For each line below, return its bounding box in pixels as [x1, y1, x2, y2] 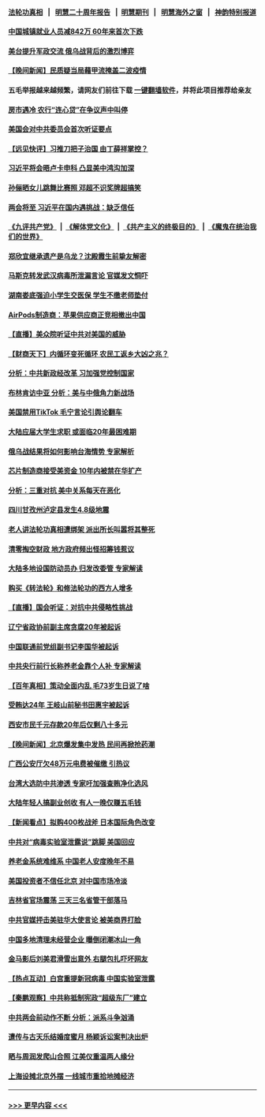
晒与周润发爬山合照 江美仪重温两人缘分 [8, 1052, 135, 1061]
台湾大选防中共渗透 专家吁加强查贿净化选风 [8, 778, 148, 788]
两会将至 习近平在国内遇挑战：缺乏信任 [8, 202, 135, 212]
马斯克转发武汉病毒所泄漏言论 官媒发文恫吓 [8, 271, 148, 280]
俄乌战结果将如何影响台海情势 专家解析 [8, 446, 135, 456]
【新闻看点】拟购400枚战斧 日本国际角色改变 [8, 817, 155, 827]
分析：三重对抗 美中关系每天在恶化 [8, 485, 121, 495]
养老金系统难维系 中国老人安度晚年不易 [8, 857, 135, 866]
